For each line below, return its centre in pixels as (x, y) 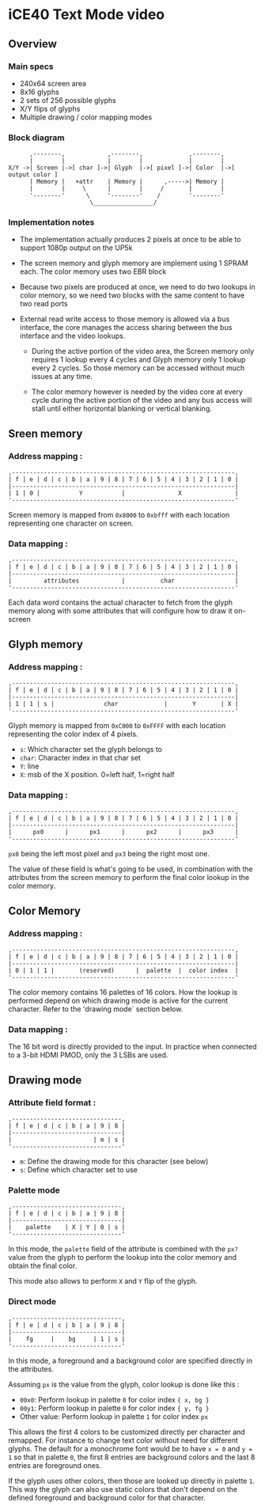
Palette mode (34, 1190)
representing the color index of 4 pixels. (73, 734)
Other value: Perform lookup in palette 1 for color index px (114, 1416)
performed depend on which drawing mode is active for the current (118, 1001)
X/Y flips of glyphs (50, 108)
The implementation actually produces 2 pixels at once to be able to (130, 240)
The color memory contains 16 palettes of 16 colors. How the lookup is (123, 992)
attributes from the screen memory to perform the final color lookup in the (129, 878)
